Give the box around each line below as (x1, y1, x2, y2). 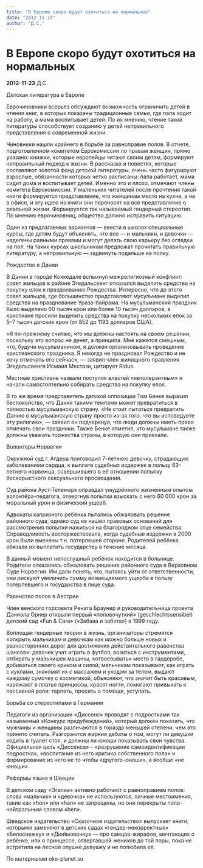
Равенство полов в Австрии (6, 593, 79, 600)
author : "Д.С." (6, 20, 45, 26)
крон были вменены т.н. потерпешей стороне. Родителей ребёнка (6, 537, 179, 544)
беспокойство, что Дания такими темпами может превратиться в (6, 399, 178, 407)
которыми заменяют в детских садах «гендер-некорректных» (6, 824, 169, 831)
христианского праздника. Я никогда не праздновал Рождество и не (6, 349, 185, 357)
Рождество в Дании (6, 261, 58, 268)
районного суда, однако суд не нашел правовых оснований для (6, 517, 173, 525)
